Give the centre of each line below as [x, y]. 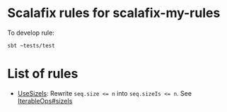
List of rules [43, 74]
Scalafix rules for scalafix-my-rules [114, 13]
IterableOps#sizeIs [45, 101]
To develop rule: [31, 33]
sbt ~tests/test [31, 45]
